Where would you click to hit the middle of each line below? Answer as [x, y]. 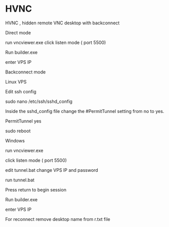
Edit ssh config [21, 91]
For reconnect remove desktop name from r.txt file [58, 219]
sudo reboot [18, 131]
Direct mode [18, 32]
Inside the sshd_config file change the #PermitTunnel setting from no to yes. [85, 111]
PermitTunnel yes [23, 121]
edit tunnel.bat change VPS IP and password [52, 170]
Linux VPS [16, 82]
